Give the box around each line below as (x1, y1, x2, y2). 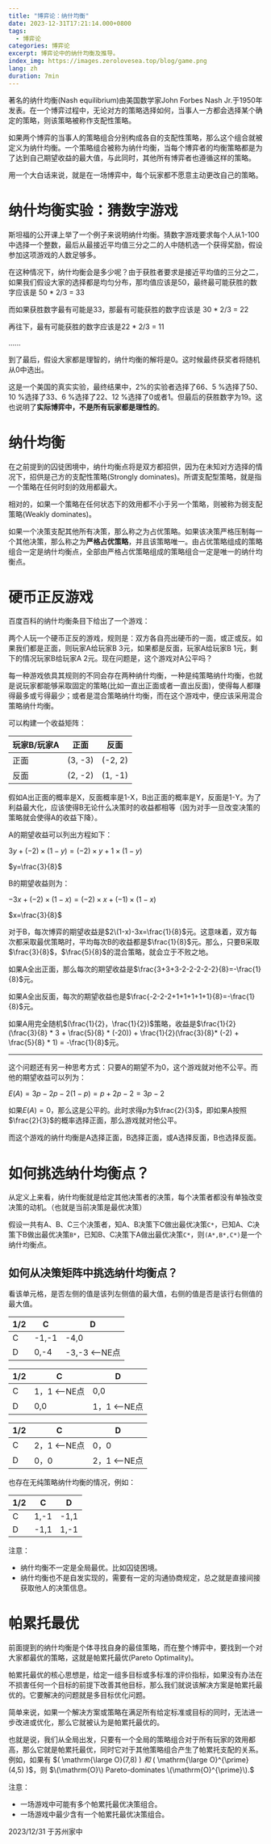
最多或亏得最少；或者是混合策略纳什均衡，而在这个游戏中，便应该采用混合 (15, 691, 263, 700)
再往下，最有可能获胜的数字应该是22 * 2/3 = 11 (8, 321, 165, 332)
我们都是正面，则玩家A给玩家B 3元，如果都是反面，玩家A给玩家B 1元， (15, 644, 251, 653)
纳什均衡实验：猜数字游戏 (8, 201, 179, 219)
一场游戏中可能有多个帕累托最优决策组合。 (19, 1800, 162, 1809)
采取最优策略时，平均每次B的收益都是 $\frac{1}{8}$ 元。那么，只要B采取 (22, 937, 260, 947)
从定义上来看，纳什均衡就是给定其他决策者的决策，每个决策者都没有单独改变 (8, 1192, 263, 1202)
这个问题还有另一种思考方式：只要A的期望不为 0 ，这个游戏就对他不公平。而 (8, 1063, 258, 1072)
